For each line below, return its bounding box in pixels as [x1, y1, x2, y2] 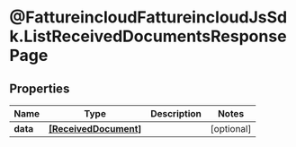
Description [149, 108, 202, 119]
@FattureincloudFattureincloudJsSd [9, 7, 288, 28]
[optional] [210, 123, 252, 134]
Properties [9, 81, 70, 96]
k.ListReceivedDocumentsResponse [9, 26, 287, 47]
